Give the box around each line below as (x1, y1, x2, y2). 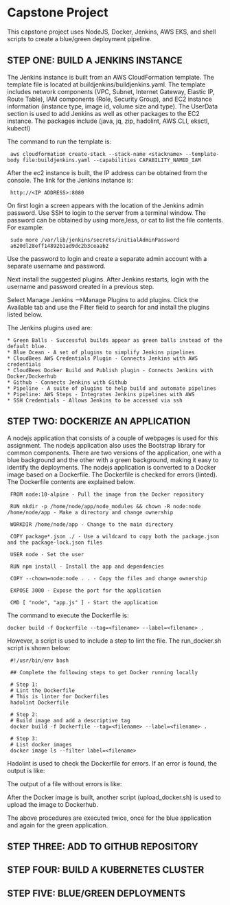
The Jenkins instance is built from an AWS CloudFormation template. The (7, 73, 214, 81)
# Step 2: (10, 711, 38, 718)
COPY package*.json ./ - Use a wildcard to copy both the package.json (10, 533, 220, 540)
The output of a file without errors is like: (7, 779, 122, 788)
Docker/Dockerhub (7, 373, 57, 380)
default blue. (7, 343, 48, 350)
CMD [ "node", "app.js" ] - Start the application (10, 599, 158, 606)
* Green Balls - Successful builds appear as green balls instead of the (7, 336, 223, 344)
